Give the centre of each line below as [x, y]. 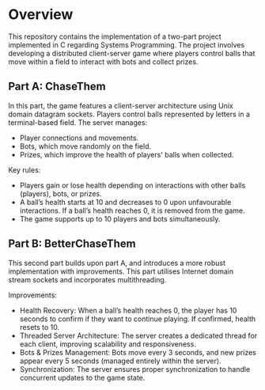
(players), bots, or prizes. [61, 193]
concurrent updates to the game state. [82, 377]
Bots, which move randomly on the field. [85, 146]
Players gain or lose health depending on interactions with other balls [132, 185]
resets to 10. [40, 327]
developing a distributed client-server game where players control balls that [132, 53]
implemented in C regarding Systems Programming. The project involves [127, 44]
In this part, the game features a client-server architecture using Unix [121, 105]
